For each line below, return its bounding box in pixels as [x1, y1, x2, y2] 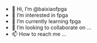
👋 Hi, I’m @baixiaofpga [11, 6, 67, 12]
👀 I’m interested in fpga [11, 12, 69, 19]
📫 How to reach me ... [11, 31, 66, 37]
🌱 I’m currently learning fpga [11, 18, 81, 24]
